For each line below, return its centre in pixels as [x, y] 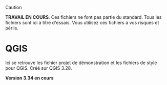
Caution [14, 7]
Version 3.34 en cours [29, 78]
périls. [12, 28]
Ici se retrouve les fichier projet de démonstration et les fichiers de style [81, 63]
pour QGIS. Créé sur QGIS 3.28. [39, 68]
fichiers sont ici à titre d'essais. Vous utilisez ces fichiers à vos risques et [82, 23]
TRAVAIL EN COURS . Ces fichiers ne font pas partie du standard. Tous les [83, 17]
